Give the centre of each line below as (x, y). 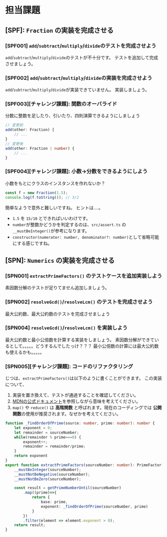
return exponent (31, 456)
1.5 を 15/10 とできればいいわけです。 (51, 218)
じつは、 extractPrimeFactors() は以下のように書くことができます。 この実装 (83, 378)
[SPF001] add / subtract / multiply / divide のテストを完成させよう (81, 45)
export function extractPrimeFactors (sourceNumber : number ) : (70, 465)
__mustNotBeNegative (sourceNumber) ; (52, 474)
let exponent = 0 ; (33, 428)
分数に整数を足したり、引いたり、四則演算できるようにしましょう (73, 116)
